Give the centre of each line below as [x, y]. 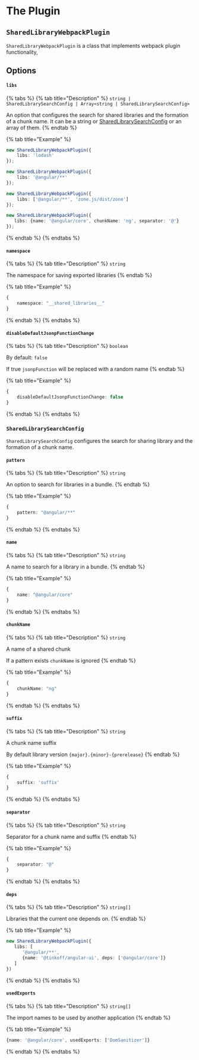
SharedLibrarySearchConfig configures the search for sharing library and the [99, 441]
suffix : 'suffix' [38, 782]
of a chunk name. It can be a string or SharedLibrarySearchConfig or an [94, 121]
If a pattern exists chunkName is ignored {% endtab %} [71, 660]
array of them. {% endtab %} [42, 128]
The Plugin [33, 11]
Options [21, 71]
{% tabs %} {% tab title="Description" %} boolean [67, 346]
